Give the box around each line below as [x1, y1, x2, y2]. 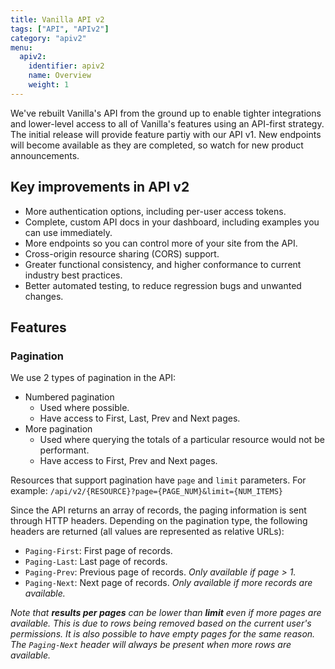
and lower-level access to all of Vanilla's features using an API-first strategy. [10, 117, 325, 130]
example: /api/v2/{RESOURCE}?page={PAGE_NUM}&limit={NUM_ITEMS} [10, 485, 283, 497]
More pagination [24, 423, 93, 435]
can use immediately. [24, 226, 113, 238]
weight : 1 [28, 80, 70, 90]
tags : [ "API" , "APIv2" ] [10, 24, 110, 34]
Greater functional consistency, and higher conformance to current [24, 258, 302, 270]
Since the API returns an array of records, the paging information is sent [10, 504, 307, 516]
